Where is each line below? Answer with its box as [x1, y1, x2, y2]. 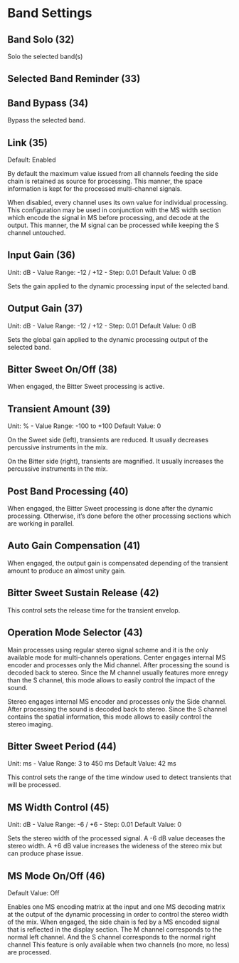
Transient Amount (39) [7, 402, 111, 415]
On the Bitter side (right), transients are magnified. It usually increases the [7, 457, 224, 466]
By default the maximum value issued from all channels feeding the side [7, 170, 218, 178]
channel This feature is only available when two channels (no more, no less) [7, 940, 230, 949]
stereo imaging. [7, 719, 53, 728]
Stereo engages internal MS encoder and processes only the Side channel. [7, 697, 227, 706]
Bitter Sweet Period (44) [7, 740, 117, 752]
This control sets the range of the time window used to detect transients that [7, 773, 232, 781]
